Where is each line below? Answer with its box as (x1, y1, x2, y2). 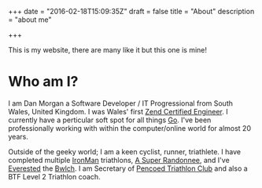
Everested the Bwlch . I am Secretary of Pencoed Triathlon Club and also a (8, 164, 248, 173)
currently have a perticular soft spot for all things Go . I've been (8, 115, 212, 125)
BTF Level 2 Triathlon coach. (8, 172, 101, 181)
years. (8, 132, 29, 141)
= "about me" (8, 15, 53, 24)
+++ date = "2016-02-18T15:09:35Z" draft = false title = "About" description (8, 7, 255, 16)
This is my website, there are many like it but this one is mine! (8, 45, 207, 54)
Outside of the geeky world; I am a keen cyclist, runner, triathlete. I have (8, 146, 242, 156)
